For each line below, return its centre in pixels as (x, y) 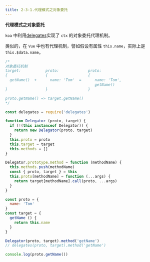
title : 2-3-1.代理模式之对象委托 (37, 10)
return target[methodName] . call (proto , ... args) (66, 181)
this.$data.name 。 (24, 52)
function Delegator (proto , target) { (45, 121)
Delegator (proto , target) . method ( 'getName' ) (52, 241)
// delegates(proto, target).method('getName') (56, 246)
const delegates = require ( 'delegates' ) (48, 112)
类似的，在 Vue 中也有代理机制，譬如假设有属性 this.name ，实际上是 (75, 46)
